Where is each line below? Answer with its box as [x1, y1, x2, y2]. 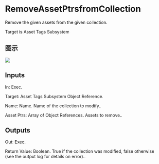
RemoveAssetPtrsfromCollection [5, 3, 141, 15]
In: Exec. [5, 84, 22, 90]
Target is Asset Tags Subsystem [5, 29, 70, 34]
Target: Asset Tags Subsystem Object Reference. [5, 93, 104, 99]
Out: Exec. [5, 139, 26, 145]
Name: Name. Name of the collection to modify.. [5, 103, 102, 109]
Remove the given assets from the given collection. [5, 19, 108, 25]
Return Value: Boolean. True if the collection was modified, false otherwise [5, 148, 155, 154]
